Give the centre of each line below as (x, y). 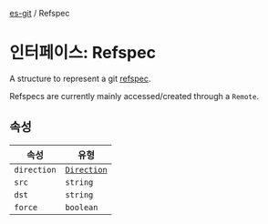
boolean (82, 207)
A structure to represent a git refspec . (80, 78)
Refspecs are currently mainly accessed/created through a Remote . (134, 96)
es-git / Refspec (40, 13)
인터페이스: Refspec (83, 53)
